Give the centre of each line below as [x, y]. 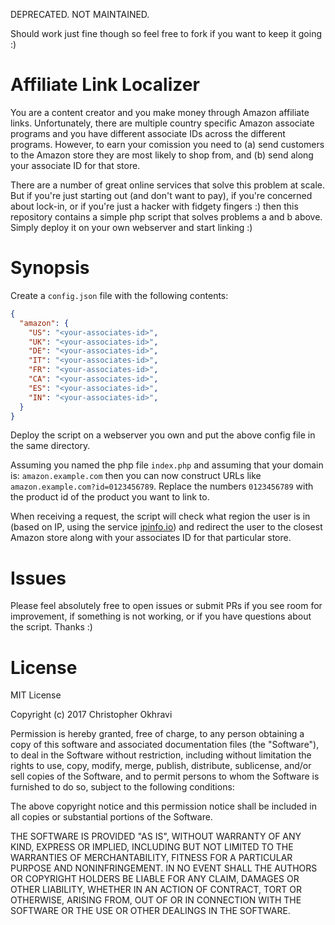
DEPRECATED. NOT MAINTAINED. [80, 14]
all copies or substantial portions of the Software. [111, 817]
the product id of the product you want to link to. [110, 497]
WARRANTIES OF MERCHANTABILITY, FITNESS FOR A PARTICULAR [151, 858]
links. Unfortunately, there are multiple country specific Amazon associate [162, 123]
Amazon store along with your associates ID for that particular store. [151, 538]
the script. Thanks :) [51, 627]
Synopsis [50, 268]
